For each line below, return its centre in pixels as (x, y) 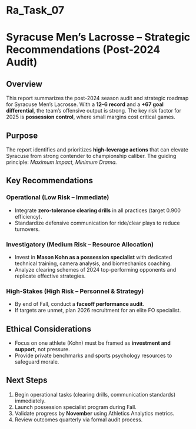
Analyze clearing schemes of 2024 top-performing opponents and (95, 269)
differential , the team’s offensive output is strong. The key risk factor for (94, 111)
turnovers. (27, 229)
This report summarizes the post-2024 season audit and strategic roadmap (97, 98)
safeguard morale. (37, 362)
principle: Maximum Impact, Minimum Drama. (62, 162)
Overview (24, 84)
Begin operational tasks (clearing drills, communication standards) (95, 394)
